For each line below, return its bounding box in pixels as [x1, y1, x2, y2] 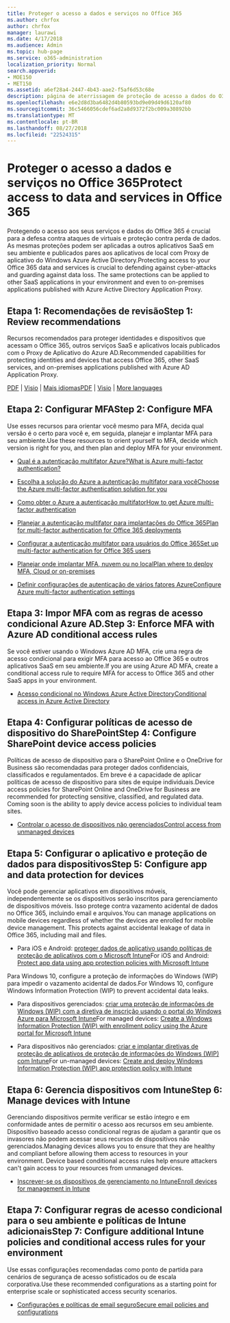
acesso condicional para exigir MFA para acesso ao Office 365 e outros [7, 654, 209, 662]
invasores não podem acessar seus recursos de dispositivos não [7, 1135, 190, 1143]
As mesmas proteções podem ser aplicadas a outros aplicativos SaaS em [7, 241, 214, 250]
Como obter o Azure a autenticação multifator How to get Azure [16, 498, 196, 506]
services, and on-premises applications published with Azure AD [7, 363, 190, 371]
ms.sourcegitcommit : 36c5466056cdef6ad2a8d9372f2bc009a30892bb [7, 106, 192, 112]
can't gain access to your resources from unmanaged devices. [7, 1164, 183, 1172]
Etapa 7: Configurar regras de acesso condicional [7, 1204, 222, 1216]
